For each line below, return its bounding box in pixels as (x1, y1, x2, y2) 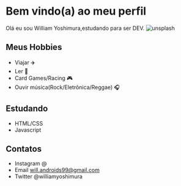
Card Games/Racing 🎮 (14, 74, 73, 82)
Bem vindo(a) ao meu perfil (6, 4, 147, 18)
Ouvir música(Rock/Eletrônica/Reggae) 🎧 (14, 84, 120, 91)
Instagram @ (14, 160, 47, 167)
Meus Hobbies (6, 42, 62, 52)
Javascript (14, 126, 42, 134)
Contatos (6, 143, 42, 154)
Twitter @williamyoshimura (14, 173, 83, 181)
